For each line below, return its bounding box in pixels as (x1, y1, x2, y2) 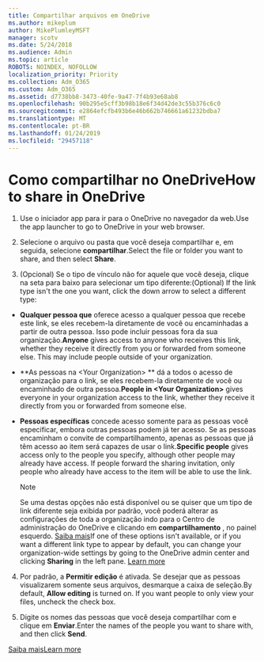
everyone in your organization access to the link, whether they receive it (19, 393, 255, 402)
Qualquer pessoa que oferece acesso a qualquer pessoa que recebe (19, 310, 246, 320)
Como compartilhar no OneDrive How (8, 171, 256, 188)
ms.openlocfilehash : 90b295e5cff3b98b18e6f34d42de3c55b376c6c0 (8, 100, 221, 108)
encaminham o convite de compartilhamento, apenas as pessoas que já (19, 433, 255, 443)
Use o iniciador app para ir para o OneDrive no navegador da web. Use (19, 214, 249, 223)
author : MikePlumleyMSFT (8, 26, 90, 34)
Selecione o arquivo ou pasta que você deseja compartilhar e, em (19, 237, 234, 247)
